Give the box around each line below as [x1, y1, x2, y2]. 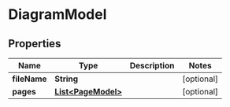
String [54, 73, 79, 84]
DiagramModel [8, 6, 107, 24]
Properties [8, 37, 61, 50]
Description [129, 61, 175, 71]
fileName [12, 73, 47, 84]
